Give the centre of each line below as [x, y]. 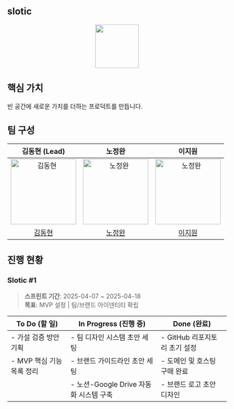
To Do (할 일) [37, 324]
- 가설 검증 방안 [35, 337]
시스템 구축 [96, 395]
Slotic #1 [22, 280]
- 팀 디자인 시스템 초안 [106, 337]
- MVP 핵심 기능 [37, 361]
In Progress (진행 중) [112, 324]
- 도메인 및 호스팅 [188, 361]
